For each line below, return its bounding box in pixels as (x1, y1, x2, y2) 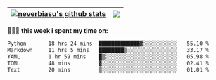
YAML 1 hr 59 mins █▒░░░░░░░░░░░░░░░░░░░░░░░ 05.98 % (7, 53, 210, 60)
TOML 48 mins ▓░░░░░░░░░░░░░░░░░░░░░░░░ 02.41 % (7, 60, 210, 67)
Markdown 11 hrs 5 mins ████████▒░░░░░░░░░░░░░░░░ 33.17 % (7, 46, 210, 53)
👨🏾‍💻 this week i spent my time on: (7, 27, 109, 34)
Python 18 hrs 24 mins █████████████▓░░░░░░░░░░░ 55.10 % (7, 40, 210, 47)
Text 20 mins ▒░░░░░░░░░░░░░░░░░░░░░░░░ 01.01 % (7, 66, 210, 73)
